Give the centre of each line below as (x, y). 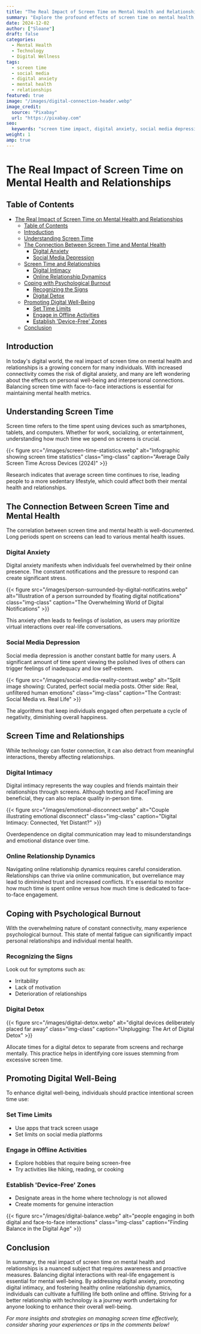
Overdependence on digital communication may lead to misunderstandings (99, 834)
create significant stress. (37, 578)
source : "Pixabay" (35, 112)
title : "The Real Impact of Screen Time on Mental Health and (85, 12)
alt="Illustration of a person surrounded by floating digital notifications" (94, 596)
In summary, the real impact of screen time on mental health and (86, 1262)
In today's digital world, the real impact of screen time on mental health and (99, 361)
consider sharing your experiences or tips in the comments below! (88, 1325)
